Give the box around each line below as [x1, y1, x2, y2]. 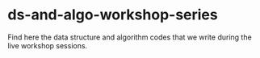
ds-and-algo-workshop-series [7, 6, 219, 24]
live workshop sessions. [7, 40, 88, 50]
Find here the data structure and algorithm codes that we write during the [7, 32, 252, 42]
